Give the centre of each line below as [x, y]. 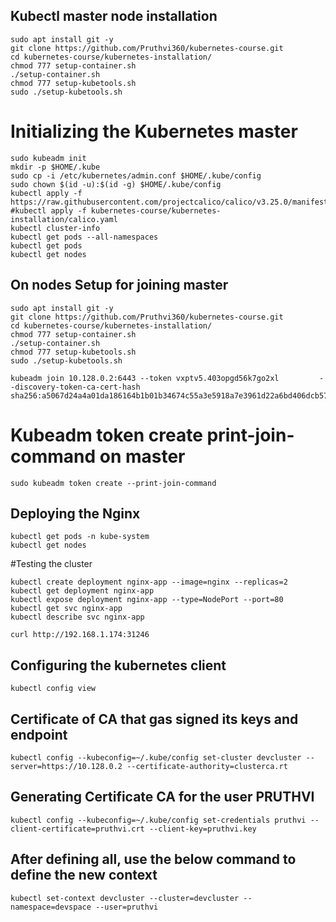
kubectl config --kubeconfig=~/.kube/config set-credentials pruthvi [158, 820]
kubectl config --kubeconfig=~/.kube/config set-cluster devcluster [156, 757]
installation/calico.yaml [64, 219]
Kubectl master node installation [114, 16]
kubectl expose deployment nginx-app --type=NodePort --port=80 [147, 600]
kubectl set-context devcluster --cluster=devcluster [125, 898]
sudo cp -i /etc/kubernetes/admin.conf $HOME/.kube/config [136, 175]
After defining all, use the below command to [153, 859]
